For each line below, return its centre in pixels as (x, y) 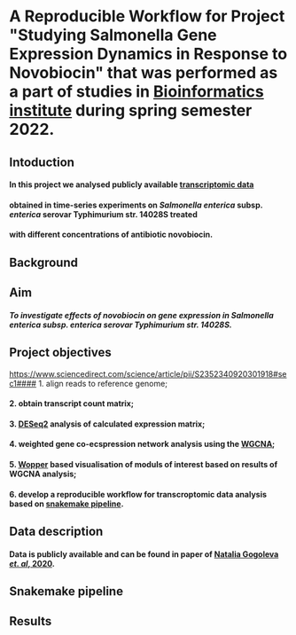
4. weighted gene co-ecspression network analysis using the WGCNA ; (142, 444)
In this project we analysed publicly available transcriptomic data (132, 184)
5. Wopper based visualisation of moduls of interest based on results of (143, 464)
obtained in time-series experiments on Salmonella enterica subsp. (136, 205)
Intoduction (42, 162)
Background (43, 262)
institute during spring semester (131, 110)
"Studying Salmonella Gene (113, 35)
